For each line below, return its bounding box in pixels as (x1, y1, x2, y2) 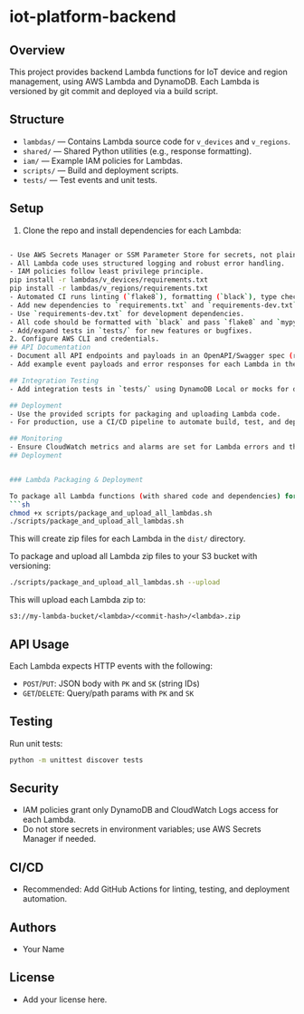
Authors (9, 920, 57, 935)
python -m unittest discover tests (9, 755, 144, 765)
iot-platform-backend (9, 6, 176, 27)
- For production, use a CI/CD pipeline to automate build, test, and (9, 418, 281, 427)
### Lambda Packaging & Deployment (9, 475, 144, 484)
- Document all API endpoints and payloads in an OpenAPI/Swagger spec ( (9, 352, 294, 361)
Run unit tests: (9, 738, 63, 748)
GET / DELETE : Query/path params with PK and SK (22, 687, 195, 699)
